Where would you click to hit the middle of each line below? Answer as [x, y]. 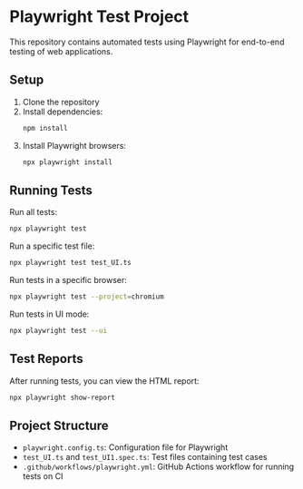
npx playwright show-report [63, 397]
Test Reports [46, 359]
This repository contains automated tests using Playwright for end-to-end [147, 42]
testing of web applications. [61, 51]
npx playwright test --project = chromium [87, 297]
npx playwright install [68, 162]
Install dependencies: [63, 112]
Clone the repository [61, 102]
